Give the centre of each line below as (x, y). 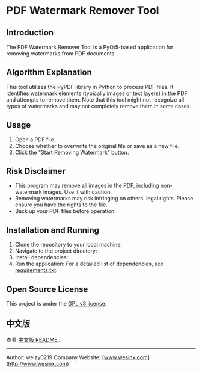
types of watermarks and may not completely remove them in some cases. (99, 106)
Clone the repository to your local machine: (68, 245)
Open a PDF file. (35, 140)
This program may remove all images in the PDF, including (87, 186)
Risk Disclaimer (36, 171)
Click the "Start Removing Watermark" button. (72, 152)
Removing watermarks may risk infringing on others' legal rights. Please (104, 199)
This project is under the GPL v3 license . (57, 304)
